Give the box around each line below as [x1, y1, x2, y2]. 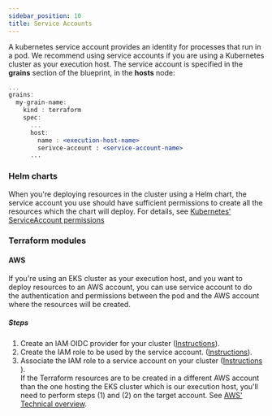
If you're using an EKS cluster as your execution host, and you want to [8, 273, 244, 283]
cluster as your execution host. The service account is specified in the [8, 58, 244, 69]
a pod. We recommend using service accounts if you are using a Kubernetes [8, 50, 265, 60]
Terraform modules [8, 235, 87, 246]
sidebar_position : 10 [8, 11, 82, 20]
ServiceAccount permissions [8, 214, 105, 224]
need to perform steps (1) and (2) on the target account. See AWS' [19, 390, 243, 400]
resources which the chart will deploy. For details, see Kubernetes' [8, 206, 231, 216]
